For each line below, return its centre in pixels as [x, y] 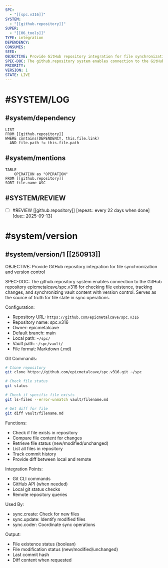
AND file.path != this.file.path [44, 143]
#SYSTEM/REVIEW [35, 198]
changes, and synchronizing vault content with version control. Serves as [81, 292]
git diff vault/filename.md [34, 413]
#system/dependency [40, 118]
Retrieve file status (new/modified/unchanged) [60, 443]
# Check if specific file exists [40, 395]
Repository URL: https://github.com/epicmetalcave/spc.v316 [75, 317]
